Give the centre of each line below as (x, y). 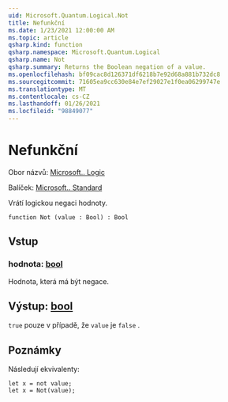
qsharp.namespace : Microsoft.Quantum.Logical (84, 52)
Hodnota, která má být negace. (58, 281)
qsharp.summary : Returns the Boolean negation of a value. (107, 67)
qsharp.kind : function (45, 45)
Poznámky (35, 350)
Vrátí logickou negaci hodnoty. (58, 203)
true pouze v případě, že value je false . (74, 325)
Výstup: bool (41, 307)
